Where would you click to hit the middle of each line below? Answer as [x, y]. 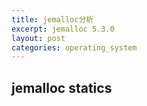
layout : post [38, 38]
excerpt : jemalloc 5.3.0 [63, 29]
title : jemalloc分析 [52, 19]
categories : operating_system [74, 47]
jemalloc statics [62, 87]
